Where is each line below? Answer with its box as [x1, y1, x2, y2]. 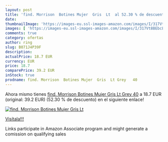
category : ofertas [5, 36, 43, 41]
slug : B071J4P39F [5, 45, 41, 50]
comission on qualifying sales [5, 131, 66, 137]
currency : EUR [5, 59, 35, 64]
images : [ [5, 26, 26, 31]
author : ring [5, 40, 32, 45]
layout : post [5, 7, 32, 13]
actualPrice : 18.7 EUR [5, 54, 52, 59]
